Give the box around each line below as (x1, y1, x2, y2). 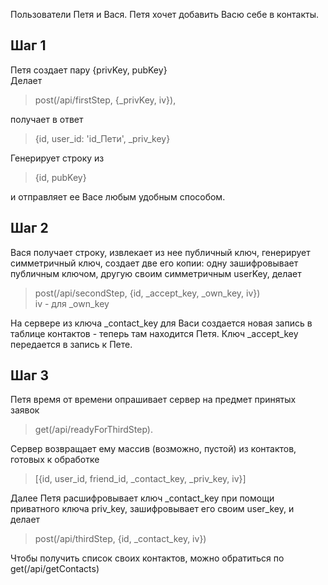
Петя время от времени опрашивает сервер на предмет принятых (10, 394, 297, 406)
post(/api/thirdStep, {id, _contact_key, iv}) (34, 533, 207, 545)
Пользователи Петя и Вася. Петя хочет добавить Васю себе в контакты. (10, 9, 319, 20)
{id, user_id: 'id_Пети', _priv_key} (34, 132, 171, 144)
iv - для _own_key (34, 297, 110, 309)
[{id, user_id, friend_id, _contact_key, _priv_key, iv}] (34, 473, 247, 485)
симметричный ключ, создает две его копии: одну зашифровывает (10, 257, 299, 269)
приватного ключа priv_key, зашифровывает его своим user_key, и (10, 503, 295, 515)
